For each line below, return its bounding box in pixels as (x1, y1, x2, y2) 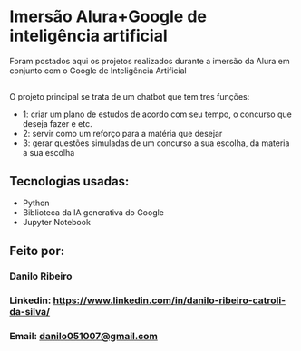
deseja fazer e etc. (22, 119, 92, 129)
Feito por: (9, 242, 65, 259)
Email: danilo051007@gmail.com (9, 330, 159, 343)
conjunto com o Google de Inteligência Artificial (9, 65, 188, 76)
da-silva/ (9, 306, 51, 318)
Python (22, 197, 50, 209)
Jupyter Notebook (22, 217, 91, 228)
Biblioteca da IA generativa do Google (22, 207, 165, 218)
